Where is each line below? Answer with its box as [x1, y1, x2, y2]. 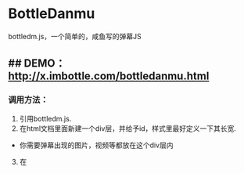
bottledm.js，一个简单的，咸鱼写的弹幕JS [8, 31, 142, 41]
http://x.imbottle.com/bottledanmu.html [8, 70, 210, 83]
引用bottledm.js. [19, 114, 72, 123]
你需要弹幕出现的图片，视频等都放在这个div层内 [19, 140, 174, 150]
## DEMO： [8, 56, 66, 71]
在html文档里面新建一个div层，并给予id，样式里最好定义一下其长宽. [19, 123, 237, 133]
